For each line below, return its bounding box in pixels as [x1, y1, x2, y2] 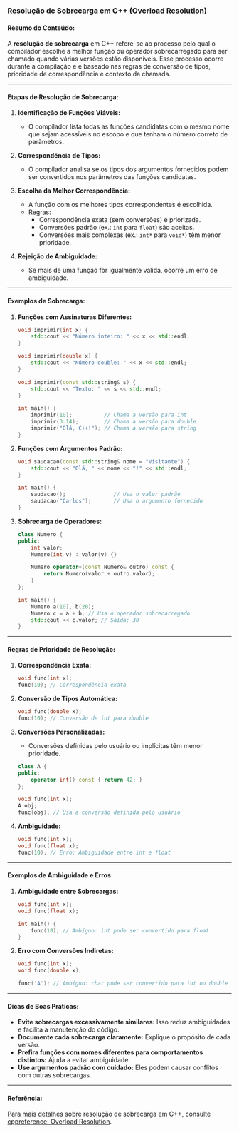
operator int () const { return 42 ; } [31, 776, 143, 783]
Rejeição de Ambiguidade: [17, 252, 97, 261]
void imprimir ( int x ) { [17, 326, 89, 333]
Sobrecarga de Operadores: [17, 517, 102, 525]
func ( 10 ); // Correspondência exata [17, 681, 127, 689]
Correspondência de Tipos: [17, 151, 101, 160]
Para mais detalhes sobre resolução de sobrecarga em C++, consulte [7, 1109, 211, 1119]
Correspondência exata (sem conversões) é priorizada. [38, 216, 201, 224]
